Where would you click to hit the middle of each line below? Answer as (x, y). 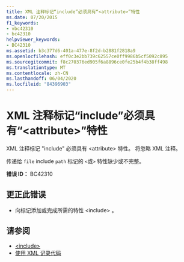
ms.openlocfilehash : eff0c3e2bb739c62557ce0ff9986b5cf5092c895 (87, 56)
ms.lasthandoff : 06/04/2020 (41, 79)
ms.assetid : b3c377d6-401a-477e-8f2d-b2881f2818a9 (71, 51)
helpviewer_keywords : (33, 40)
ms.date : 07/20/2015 (32, 17)
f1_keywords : (23, 23)
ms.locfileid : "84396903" (38, 85)
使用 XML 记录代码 (38, 253)
